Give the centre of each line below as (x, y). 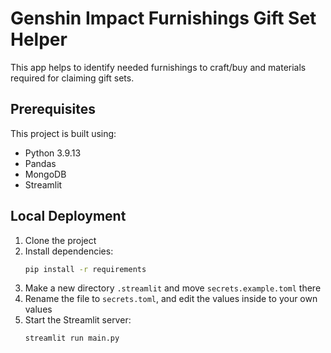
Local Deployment (68, 216)
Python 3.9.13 (53, 153)
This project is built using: (63, 133)
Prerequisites (53, 109)
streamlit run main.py (72, 338)
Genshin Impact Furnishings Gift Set (163, 18)
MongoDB (45, 174)
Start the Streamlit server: (78, 320)
